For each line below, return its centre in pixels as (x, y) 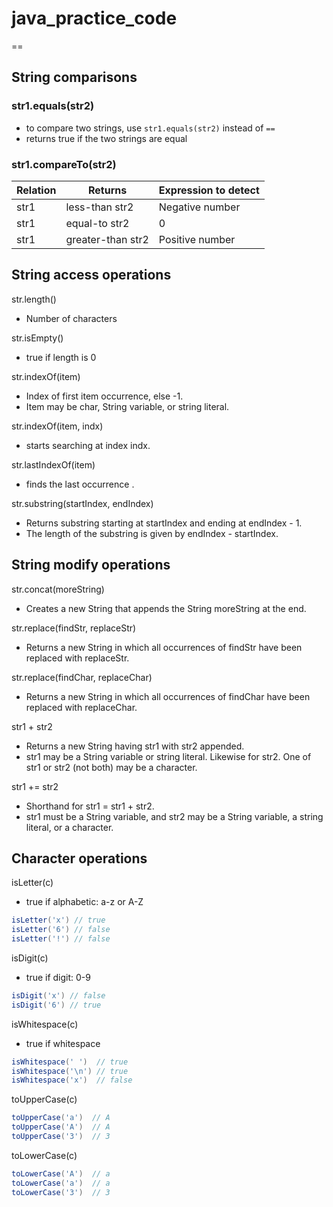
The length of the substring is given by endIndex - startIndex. (152, 533)
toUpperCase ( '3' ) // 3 (61, 1137)
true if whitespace (63, 1043)
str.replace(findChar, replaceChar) (82, 677)
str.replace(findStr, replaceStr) (74, 628)
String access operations (91, 275)
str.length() (34, 299)
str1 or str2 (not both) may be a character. (111, 767)
